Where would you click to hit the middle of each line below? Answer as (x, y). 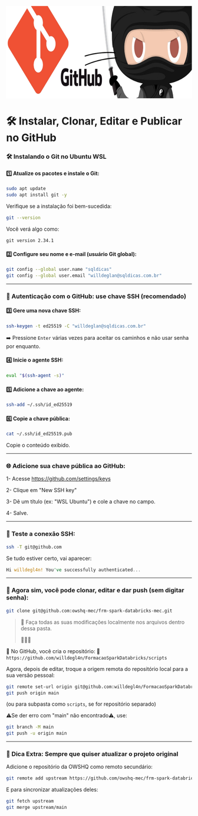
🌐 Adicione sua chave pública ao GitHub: (66, 466)
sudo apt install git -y (37, 195)
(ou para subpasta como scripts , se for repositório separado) (81, 704)
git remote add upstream (37, 778)
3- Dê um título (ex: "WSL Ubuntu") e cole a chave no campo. (81, 502)
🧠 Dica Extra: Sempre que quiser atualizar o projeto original (92, 754)
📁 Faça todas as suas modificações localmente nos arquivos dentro (103, 622)
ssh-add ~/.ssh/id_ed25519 (39, 405)
